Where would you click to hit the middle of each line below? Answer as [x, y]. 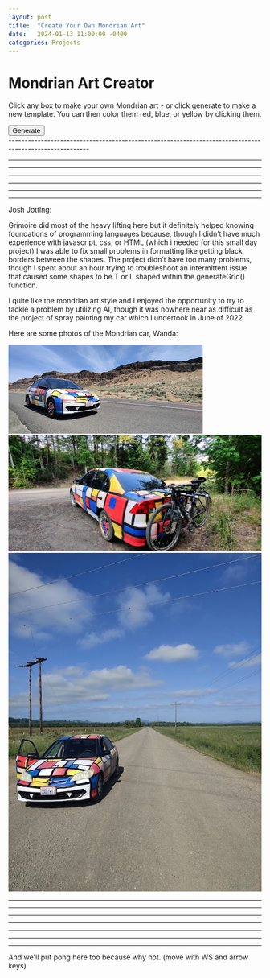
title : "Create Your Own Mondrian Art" [77, 25]
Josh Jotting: [30, 210]
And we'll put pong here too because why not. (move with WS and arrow [129, 957]
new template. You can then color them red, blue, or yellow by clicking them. [135, 114]
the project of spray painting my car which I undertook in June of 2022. [127, 318]
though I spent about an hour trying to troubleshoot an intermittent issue [128, 268]
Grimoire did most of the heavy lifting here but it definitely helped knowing [131, 225]
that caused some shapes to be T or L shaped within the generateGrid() [127, 277]
